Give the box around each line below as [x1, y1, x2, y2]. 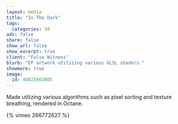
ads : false [6, 32, 34, 38]
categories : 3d [12, 26, 50, 32]
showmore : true [6, 65, 45, 72]
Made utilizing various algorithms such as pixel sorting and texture [6, 94, 172, 101]
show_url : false [6, 43, 47, 49]
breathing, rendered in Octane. [6, 100, 84, 107]
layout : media [6, 9, 42, 15]
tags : [6, 20, 20, 26]
